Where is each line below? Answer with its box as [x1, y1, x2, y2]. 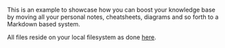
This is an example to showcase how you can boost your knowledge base [7, 6, 216, 14]
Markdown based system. [7, 20, 80, 28]
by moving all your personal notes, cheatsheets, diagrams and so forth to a [7, 13, 219, 21]
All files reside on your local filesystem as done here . [7, 33, 156, 41]
